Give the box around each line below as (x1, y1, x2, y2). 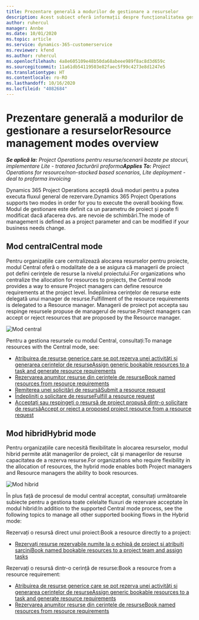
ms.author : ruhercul (6, 53, 57, 59)
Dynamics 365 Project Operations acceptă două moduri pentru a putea (6, 186, 179, 193)
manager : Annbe (6, 25, 44, 31)
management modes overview (6, 137, 159, 150)
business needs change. (6, 224, 66, 231)
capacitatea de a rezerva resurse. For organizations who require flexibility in (6, 457, 191, 464)
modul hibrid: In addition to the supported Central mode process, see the (6, 505, 182, 512)
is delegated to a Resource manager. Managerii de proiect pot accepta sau (6, 301, 188, 308)
